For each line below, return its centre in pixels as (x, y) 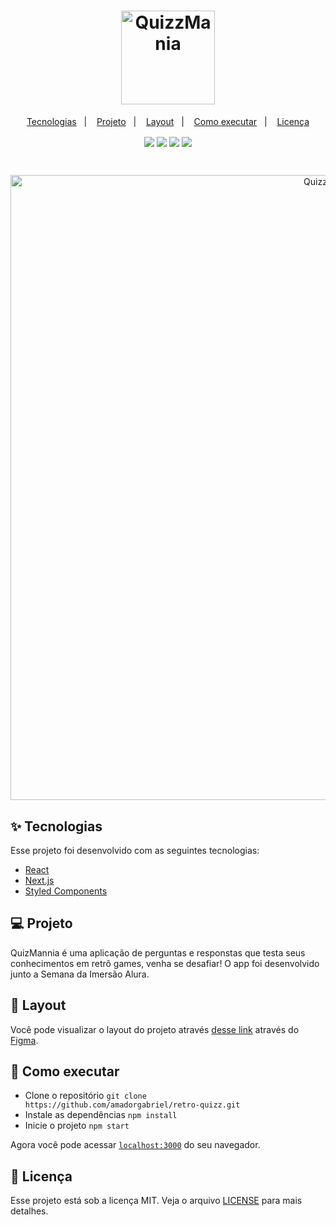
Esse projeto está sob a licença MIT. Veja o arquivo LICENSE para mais (156, 1201)
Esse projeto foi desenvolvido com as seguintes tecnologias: (135, 850)
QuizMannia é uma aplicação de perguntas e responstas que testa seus (158, 952)
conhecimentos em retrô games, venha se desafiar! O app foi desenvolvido (165, 963)
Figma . (24, 1040)
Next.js (39, 880)
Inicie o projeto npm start (77, 1126)
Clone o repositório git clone (85, 1096)
